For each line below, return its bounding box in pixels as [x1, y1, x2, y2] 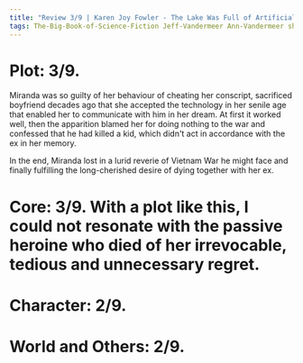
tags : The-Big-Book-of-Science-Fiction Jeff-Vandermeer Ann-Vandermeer [9, 22, 284, 31]
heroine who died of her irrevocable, [9, 235, 287, 255]
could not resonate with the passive [9, 215, 283, 236]
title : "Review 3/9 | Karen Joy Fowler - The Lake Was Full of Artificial [9, 13, 297, 23]
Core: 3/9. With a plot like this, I [9, 196, 250, 217]
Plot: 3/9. [9, 60, 80, 81]
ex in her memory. [9, 138, 77, 149]
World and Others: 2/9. [9, 337, 185, 357]
